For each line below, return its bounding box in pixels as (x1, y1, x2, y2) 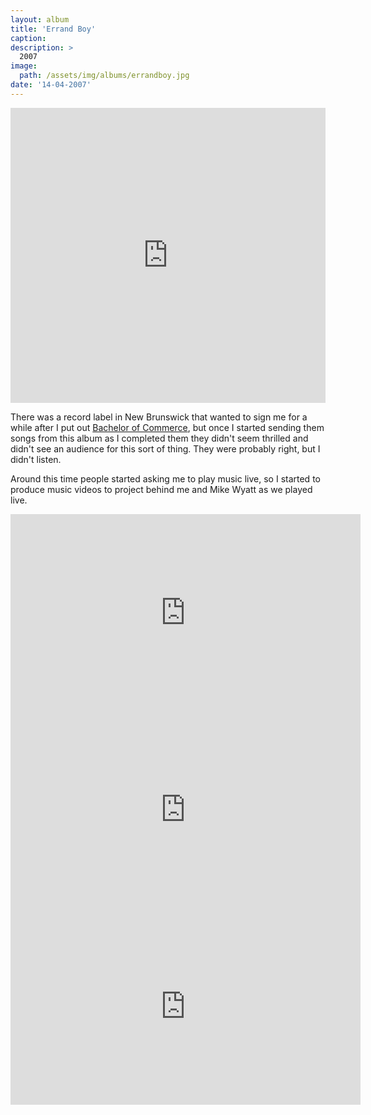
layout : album (10, 14, 70, 25)
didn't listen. (10, 453, 62, 465)
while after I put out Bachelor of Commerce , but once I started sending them (10, 421, 325, 433)
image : (10, 61, 38, 71)
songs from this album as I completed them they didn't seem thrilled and (10, 432, 309, 444)
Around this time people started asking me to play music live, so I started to (10, 472, 321, 485)
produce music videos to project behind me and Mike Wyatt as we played (10, 483, 313, 495)
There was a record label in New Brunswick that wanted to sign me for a (10, 411, 308, 423)
